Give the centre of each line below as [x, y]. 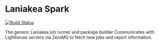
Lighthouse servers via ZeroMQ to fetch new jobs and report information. [79, 37]
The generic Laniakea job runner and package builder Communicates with [80, 32]
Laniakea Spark [37, 9]
